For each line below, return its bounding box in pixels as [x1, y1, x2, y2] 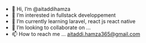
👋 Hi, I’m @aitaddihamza [11, 6, 71, 12]
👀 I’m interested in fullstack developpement [11, 12, 116, 19]
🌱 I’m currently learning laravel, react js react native [11, 18, 136, 24]
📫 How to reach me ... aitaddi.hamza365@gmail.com [11, 31, 141, 37]
